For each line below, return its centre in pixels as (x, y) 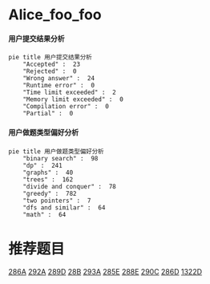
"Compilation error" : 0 (66, 107)
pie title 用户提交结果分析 (50, 58)
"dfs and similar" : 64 (64, 207)
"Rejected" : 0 (50, 71)
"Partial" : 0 (48, 114)
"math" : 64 (44, 214)
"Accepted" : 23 (52, 65)
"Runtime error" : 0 (59, 86)
